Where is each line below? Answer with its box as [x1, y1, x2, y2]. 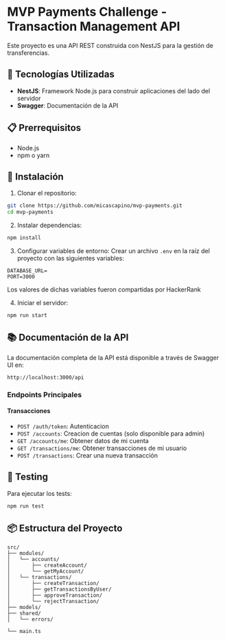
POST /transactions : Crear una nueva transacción [16, 451, 158, 460]
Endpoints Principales [7, 390, 82, 399]
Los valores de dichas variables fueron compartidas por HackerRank [7, 285, 201, 294]
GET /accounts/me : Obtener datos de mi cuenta [16, 436, 149, 445]
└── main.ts [7, 628, 41, 635]
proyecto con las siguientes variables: [16, 254, 125, 262]
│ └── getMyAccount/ [7, 568, 84, 575]
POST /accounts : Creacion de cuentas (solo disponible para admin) [16, 429, 205, 438]
